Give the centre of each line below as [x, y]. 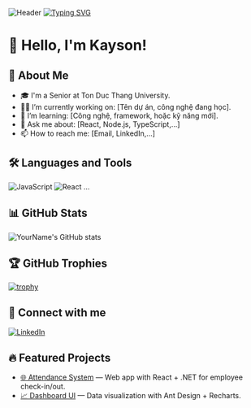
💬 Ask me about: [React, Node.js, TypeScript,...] [100, 124]
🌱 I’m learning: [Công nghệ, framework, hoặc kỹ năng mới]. [119, 115]
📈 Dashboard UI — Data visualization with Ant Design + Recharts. [130, 396]
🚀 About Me [39, 75]
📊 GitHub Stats [48, 213]
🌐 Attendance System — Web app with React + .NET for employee [132, 377]
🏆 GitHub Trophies [58, 264]
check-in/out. [43, 387]
